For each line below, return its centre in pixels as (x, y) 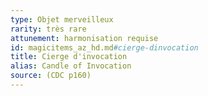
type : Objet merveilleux (62, 19)
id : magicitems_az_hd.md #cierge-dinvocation (104, 47)
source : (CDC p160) (51, 76)
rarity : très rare (48, 29)
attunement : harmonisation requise (84, 38)
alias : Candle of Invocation (71, 66)
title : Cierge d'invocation (69, 57)
